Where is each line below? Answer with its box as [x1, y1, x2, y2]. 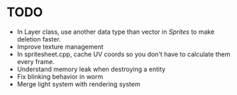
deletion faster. [16, 34, 61, 43]
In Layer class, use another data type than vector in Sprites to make [16, 27, 215, 36]
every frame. [16, 57, 55, 65]
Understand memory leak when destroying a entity [16, 65, 166, 73]
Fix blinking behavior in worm [16, 72, 104, 81]
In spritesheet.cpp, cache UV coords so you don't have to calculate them [16, 50, 231, 58]
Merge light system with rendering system [16, 80, 140, 88]
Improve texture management [16, 42, 104, 51]
